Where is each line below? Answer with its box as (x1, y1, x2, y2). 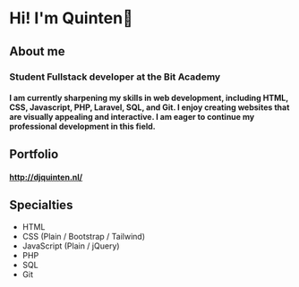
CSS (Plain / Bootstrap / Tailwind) (21, 231, 146, 241)
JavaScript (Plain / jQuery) (21, 241, 120, 251)
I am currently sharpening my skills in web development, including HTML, (9, 93, 289, 104)
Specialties (9, 198, 73, 213)
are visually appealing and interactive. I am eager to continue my (9, 112, 255, 122)
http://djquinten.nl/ (9, 172, 83, 182)
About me (9, 44, 65, 59)
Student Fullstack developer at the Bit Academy (9, 71, 221, 83)
